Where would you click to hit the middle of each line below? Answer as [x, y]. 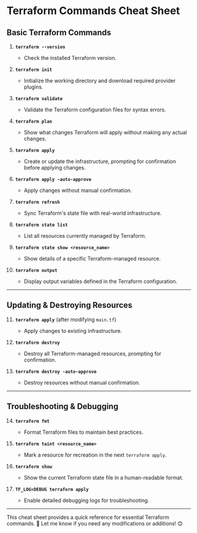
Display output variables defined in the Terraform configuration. [101, 281]
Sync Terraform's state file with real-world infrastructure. [93, 213]
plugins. [33, 87]
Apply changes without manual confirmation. [78, 190]
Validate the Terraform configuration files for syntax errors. [95, 109]
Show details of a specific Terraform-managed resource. [92, 259]
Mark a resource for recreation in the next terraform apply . [95, 455]
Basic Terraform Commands [59, 33]
